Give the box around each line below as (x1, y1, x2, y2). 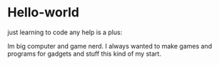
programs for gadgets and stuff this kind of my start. (7, 49, 162, 58)
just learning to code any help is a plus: (7, 28, 123, 36)
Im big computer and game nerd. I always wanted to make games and (7, 41, 213, 50)
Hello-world (7, 4, 80, 21)
